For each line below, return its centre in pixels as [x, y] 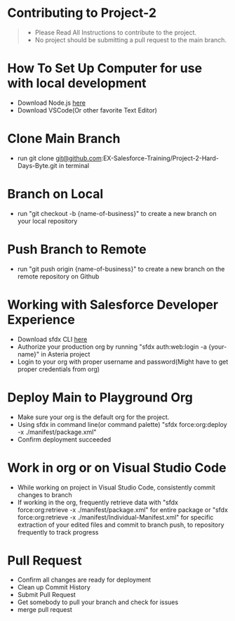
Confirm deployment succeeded [64, 439]
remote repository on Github [58, 276]
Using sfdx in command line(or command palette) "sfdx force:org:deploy [122, 424]
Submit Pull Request [46, 595]
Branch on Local [55, 194]
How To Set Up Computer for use [105, 69]
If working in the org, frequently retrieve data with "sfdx [98, 502]
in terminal [74, 165]
